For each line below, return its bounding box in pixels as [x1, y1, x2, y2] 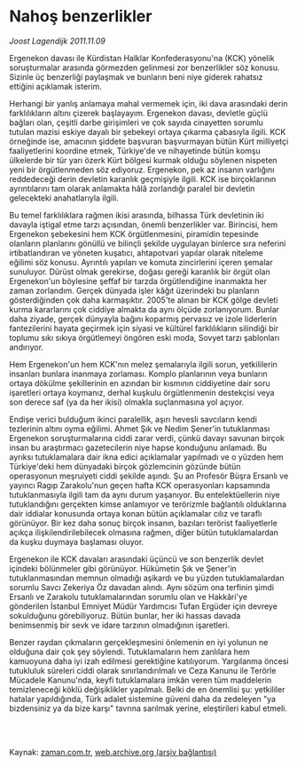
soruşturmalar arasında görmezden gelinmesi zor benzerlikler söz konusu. [9, 62, 280, 73]
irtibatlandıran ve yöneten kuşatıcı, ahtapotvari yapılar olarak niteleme [9, 247, 263, 258]
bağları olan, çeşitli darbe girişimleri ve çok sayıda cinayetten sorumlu [9, 117, 264, 128]
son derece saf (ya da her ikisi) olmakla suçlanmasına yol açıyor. [9, 397, 245, 407]
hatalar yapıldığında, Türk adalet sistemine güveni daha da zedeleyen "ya [9, 693, 277, 704]
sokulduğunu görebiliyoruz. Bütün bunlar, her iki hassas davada [9, 610, 241, 620]
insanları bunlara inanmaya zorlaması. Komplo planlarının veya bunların [9, 368, 268, 379]
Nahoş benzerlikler [9, 6, 152, 27]
